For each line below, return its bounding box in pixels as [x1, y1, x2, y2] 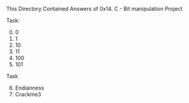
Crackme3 [14, 91, 41, 98]
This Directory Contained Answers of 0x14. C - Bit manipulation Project [6, 5, 183, 12]
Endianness [14, 84, 44, 91]
